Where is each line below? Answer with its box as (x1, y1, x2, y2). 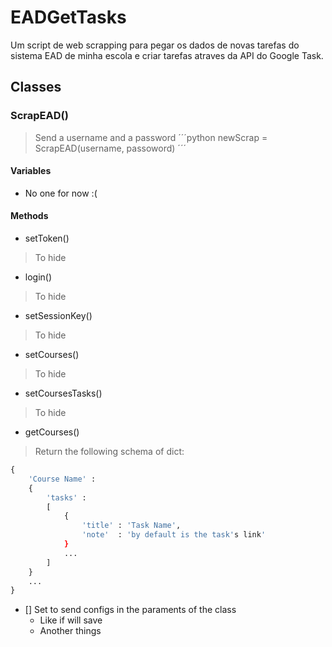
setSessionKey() (24, 310, 93, 322)
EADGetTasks (10, 6, 127, 29)
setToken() (24, 232, 70, 245)
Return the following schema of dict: (34, 446, 185, 458)
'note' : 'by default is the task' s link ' (81, 530, 267, 540)
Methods (10, 210, 49, 222)
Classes (10, 79, 62, 96)
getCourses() (24, 426, 80, 438)
